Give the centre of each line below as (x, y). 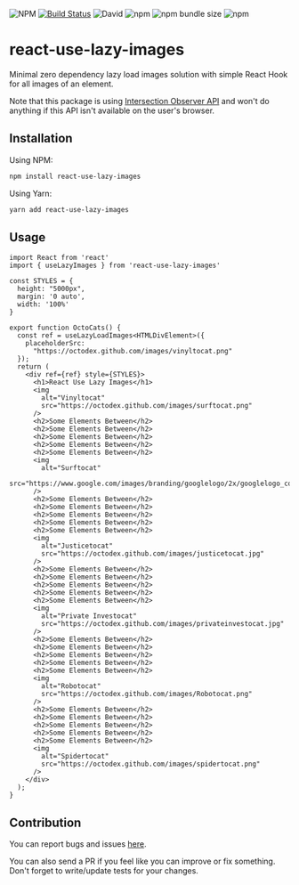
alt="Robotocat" (71, 686)
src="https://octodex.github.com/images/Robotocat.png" (147, 694)
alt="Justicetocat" (77, 546)
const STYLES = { (41, 281)
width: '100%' (43, 304)
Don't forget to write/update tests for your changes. (104, 871)
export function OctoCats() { (65, 328)
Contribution (45, 822)
